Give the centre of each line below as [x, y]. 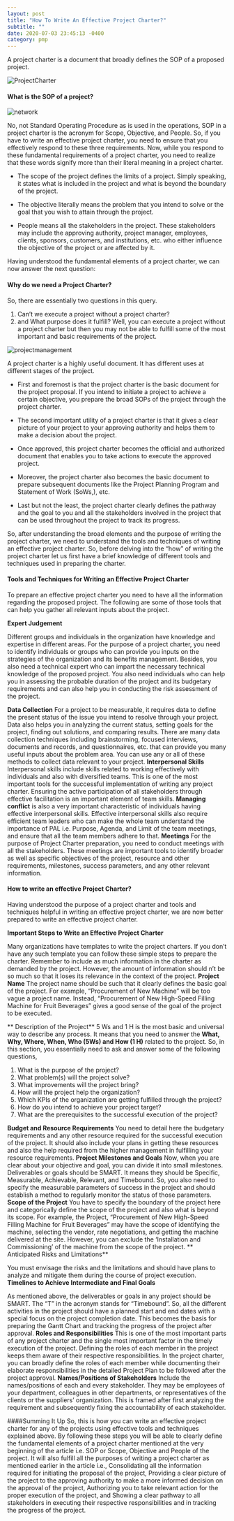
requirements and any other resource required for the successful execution [115, 1135]
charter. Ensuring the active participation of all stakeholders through [105, 791]
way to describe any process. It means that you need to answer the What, [114, 1034]
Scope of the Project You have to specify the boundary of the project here [114, 1202]
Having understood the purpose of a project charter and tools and [102, 904]
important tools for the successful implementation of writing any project [110, 784]
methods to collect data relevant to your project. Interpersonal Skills [106, 762]
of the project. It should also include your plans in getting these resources [113, 1142]
